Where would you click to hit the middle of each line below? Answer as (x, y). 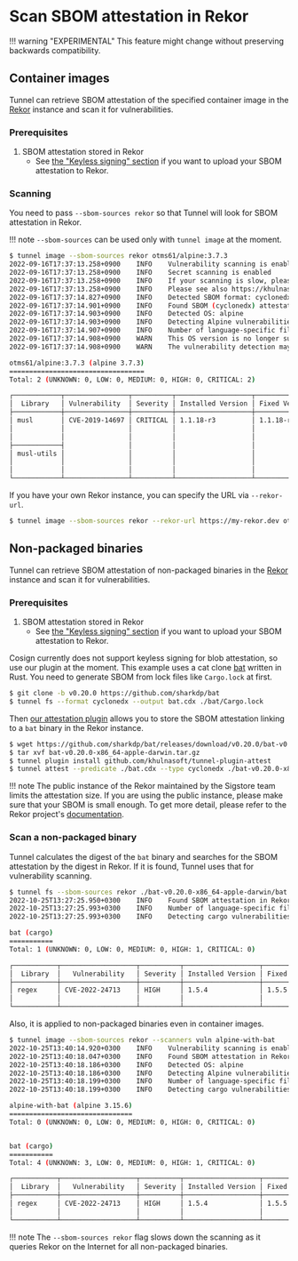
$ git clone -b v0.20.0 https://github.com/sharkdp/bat (114, 694)
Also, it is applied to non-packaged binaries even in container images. (137, 1024)
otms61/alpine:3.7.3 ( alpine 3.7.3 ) (77, 363)
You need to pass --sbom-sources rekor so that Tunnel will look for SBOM (143, 213)
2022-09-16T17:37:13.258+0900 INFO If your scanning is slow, (138, 281)
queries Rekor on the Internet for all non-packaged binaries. (119, 1246)
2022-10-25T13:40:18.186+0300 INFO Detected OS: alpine (126, 1064)
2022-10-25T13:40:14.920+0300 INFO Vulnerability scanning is (138, 1048)
